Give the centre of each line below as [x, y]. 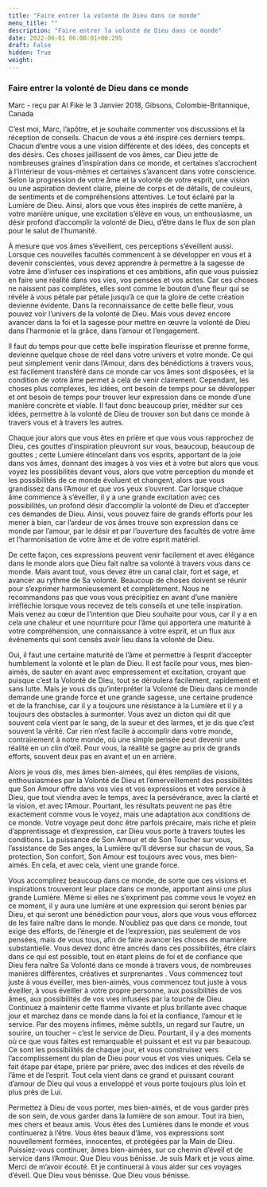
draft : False [30, 45]
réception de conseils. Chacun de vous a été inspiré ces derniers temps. [127, 138]
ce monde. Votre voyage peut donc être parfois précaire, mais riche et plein [132, 823]
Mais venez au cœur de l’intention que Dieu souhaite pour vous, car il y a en [133, 614]
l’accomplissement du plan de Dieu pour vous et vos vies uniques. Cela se [130, 1058]
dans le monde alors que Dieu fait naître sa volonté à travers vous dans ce [130, 563]
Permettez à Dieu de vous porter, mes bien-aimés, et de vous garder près [129, 1107]
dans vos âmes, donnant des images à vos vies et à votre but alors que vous [133, 464]
